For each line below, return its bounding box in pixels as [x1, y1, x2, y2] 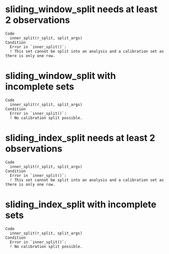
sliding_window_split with [5, 70, 116, 82]
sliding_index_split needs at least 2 [5, 132, 155, 144]
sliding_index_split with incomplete [5, 199, 157, 210]
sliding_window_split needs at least [5, 4, 158, 15]
